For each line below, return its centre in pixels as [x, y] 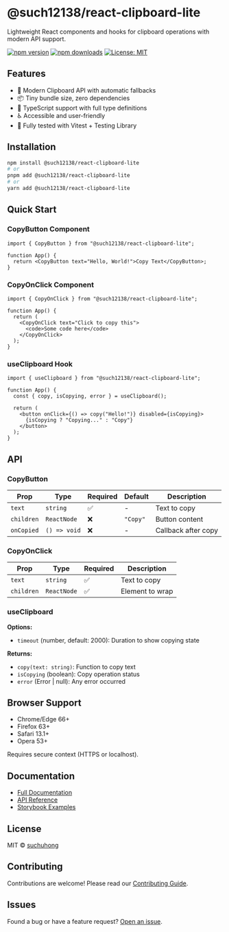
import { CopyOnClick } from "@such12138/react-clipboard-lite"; [102, 299]
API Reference [37, 800]
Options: [20, 627]
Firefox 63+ [33, 727]
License [24, 829]
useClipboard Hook [40, 363]
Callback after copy [186, 530]
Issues [22, 905]
